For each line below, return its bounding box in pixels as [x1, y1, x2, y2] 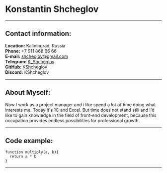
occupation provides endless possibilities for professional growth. [5, 117, 140, 123]
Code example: [5, 136, 53, 145]
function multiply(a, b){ [5, 150, 59, 155]
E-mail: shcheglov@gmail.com [5, 53, 68, 59]
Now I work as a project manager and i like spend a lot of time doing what [5, 101, 156, 108]
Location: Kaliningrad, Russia [5, 42, 66, 48]
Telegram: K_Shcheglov [5, 58, 55, 64]
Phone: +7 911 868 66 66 [5, 48, 57, 54]
